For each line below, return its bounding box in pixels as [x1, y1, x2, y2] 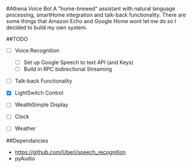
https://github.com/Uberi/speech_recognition [14, 148, 126, 156]
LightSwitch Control [14, 89, 64, 97]
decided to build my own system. [6, 24, 87, 31]
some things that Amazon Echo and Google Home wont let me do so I [6, 18, 177, 24]
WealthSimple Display [14, 101, 68, 109]
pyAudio [14, 154, 36, 162]
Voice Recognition [14, 47, 59, 54]
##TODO [6, 36, 28, 42]
